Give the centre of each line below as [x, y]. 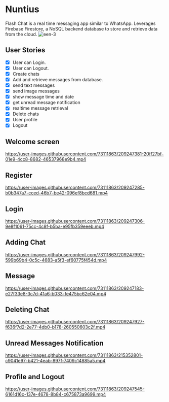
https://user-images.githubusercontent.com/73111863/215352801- [74, 355]
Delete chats [26, 114]
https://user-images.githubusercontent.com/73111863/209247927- [75, 322]
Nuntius [22, 9]
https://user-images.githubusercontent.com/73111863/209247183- [75, 288]
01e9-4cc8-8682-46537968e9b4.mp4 [46, 159]
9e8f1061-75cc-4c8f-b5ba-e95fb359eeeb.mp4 [55, 226]
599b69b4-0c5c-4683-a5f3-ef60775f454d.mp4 [56, 260]
